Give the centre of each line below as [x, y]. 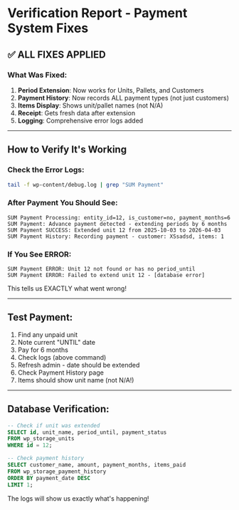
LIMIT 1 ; [20, 485]
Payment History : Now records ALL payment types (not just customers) [123, 98]
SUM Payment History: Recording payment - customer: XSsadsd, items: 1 [116, 236]
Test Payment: [40, 317]
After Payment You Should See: [63, 203]
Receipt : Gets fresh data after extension [76, 113]
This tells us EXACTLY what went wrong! [67, 288]
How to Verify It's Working [67, 150]
